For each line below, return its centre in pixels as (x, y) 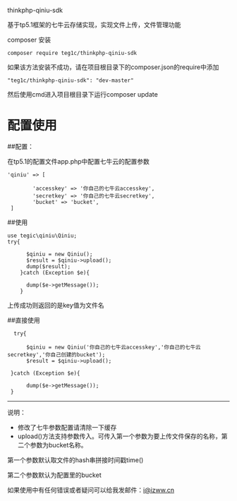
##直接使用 (24, 320)
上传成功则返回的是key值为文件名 (56, 305)
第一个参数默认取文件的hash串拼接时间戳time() (75, 460)
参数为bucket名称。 (59, 445)
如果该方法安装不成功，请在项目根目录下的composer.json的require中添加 (113, 67)
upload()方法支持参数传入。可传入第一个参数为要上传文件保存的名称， (120, 436)
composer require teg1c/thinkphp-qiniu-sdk (72, 53)
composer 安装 (29, 40)
